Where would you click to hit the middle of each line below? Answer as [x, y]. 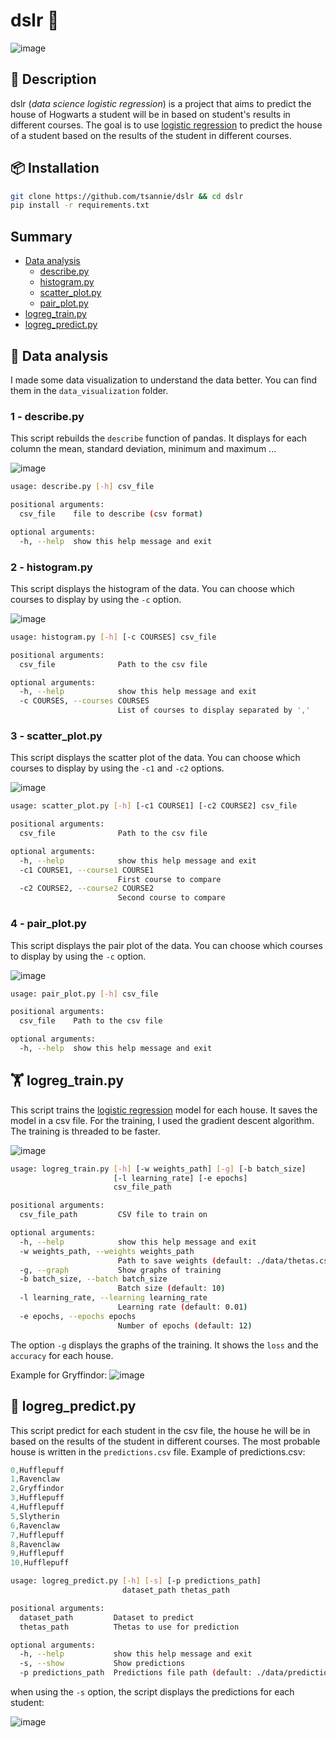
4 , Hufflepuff [37, 1507]
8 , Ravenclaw [35, 1544]
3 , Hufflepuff [37, 1498]
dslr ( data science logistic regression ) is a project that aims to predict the [161, 103]
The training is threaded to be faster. [85, 1131]
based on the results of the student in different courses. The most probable [165, 1441]
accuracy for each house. [62, 1355]
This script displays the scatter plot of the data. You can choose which [155, 758]
